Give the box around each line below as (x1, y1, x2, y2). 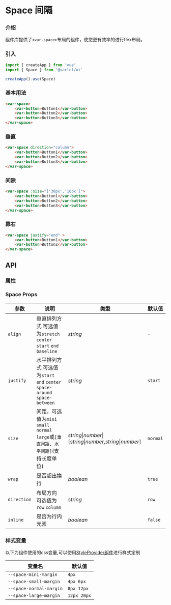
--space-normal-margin (8, 586, 63, 592)
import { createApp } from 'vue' (5, 62, 76, 68)
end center (36, 379, 62, 385)
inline (8, 517, 24, 523)
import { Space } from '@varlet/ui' (5, 67, 83, 72)
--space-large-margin (8, 593, 60, 598)
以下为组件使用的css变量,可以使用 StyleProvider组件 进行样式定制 (5, 550, 140, 556)
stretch (41, 331, 60, 337)
